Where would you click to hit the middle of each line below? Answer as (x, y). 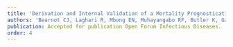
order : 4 (20, 33)
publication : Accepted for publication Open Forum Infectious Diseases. (114, 26)
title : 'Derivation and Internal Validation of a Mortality (96, 13)
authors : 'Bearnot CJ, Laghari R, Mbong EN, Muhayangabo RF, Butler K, (113, 20)
